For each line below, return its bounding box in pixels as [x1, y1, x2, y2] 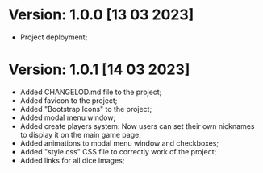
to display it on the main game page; [19, 130, 141, 139]
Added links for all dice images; [19, 155, 125, 165]
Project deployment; [19, 32, 88, 42]
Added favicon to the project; [19, 95, 118, 105]
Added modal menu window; [19, 113, 116, 122]
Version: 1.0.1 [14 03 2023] [8, 60, 190, 79]
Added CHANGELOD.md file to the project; [19, 87, 162, 97]
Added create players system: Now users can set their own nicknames [19, 121, 255, 130]
